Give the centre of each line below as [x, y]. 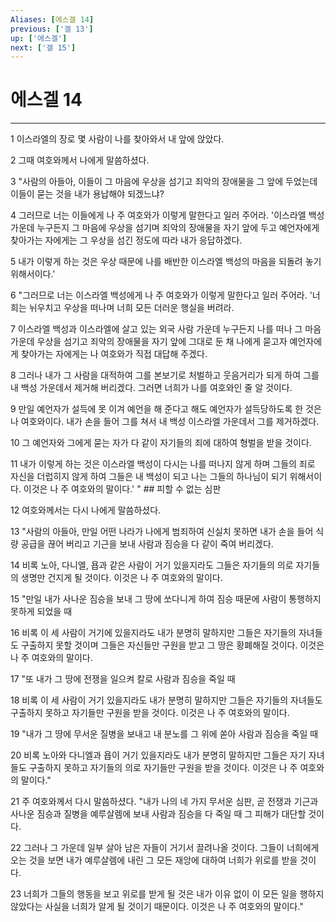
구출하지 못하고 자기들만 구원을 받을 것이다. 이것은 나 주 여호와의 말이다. [150, 713]
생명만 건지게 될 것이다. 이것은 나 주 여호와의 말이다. [121, 578]
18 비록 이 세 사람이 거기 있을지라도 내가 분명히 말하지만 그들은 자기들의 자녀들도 [166, 700]
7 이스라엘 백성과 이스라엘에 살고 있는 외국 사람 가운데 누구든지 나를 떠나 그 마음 [166, 329]
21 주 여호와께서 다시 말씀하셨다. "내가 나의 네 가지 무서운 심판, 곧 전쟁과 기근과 [164, 802]
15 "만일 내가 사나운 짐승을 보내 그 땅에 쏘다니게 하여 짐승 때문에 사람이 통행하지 [166, 599]
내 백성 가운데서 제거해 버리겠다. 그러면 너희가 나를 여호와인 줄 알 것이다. [151, 388]
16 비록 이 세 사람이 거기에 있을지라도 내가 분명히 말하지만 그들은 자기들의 [153, 633]
